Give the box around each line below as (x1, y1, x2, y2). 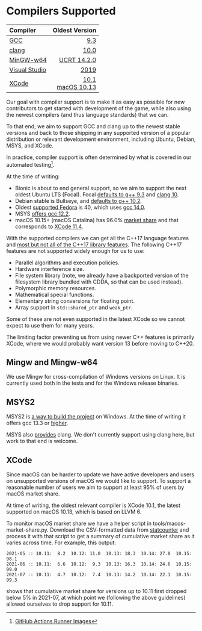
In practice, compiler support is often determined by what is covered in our (6, 154, 192, 161)
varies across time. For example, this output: (6, 539, 116, 546)
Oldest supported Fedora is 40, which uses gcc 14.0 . (14, 204, 145, 211)
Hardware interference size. (14, 265, 84, 272)
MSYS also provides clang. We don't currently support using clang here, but (6, 431, 195, 438)
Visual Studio (9, 65, 47, 73)
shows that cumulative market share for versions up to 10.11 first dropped (6, 588, 187, 595)
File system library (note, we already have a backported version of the (14, 272, 189, 279)
